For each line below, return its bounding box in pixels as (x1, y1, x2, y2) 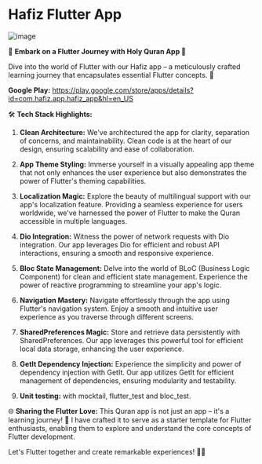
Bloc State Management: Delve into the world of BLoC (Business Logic (19, 263, 250, 272)
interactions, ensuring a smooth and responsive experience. (19, 248, 214, 258)
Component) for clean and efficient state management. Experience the (19, 272, 249, 281)
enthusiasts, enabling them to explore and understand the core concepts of (8, 423, 252, 433)
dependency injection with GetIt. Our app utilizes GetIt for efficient (19, 367, 235, 377)
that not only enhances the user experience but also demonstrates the (19, 167, 247, 177)
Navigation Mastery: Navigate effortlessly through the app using (19, 295, 230, 305)
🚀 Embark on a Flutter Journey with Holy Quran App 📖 (8, 46, 187, 56)
